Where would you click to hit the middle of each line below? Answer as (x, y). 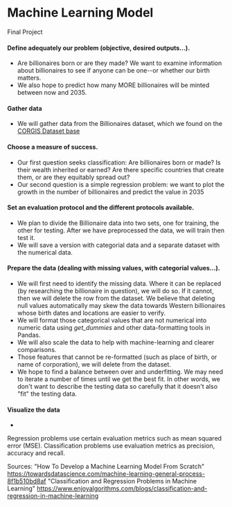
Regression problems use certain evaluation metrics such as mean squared (115, 439)
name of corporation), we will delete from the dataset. (94, 364)
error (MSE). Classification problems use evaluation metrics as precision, (111, 446)
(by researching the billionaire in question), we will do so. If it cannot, (115, 291)
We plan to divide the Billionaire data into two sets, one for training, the (118, 223)
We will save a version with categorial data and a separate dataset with (118, 245)
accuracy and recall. (36, 453)
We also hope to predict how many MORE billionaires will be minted (113, 85)
